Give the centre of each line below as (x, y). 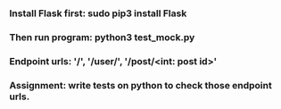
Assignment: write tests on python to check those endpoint (140, 85)
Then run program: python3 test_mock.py (102, 37)
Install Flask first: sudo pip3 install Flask (98, 13)
